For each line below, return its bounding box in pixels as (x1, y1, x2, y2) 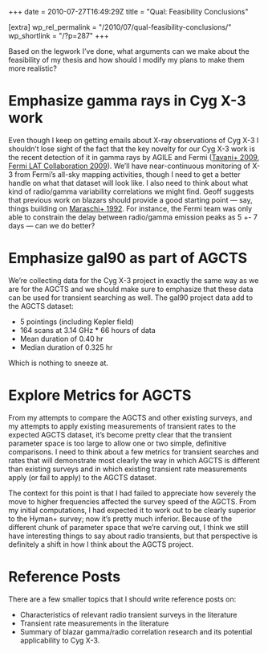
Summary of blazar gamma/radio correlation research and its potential (19, 626, 253, 636)
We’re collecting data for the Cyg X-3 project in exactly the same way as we (8, 275, 259, 285)
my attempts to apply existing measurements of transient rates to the (8, 421, 237, 431)
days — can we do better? (8, 220, 95, 230)
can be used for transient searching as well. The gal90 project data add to (8, 293, 254, 302)
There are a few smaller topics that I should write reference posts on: (8, 594, 237, 604)
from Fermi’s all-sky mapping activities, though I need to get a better (14, 169, 241, 179)
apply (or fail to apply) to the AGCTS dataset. (8, 472, 157, 482)
